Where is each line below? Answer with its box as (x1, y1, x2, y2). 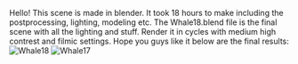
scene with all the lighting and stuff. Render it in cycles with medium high (9, 27, 277, 36)
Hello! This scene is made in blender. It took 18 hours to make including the (9, 8, 284, 18)
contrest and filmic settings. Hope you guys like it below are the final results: (9, 36, 289, 46)
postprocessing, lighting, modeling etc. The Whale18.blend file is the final (9, 17, 278, 28)
